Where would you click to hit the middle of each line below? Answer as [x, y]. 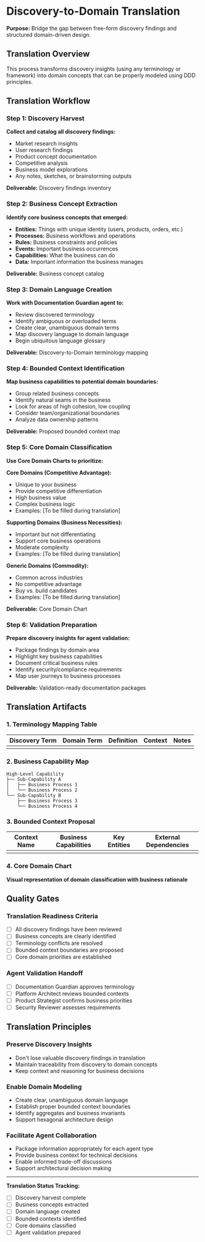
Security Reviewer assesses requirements [68, 1007]
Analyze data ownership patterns [57, 420]
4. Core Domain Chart [39, 866]
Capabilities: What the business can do [65, 255]
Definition [123, 740]
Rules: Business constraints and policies [66, 242]
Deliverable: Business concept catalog [55, 273]
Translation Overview [48, 54]
